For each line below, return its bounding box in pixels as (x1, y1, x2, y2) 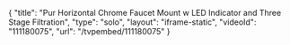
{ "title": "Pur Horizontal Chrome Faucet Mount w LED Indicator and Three (8, 8, 282, 18)
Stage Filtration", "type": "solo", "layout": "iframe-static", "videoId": (8, 17, 257, 27)
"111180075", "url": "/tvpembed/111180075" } (8, 26, 171, 36)
